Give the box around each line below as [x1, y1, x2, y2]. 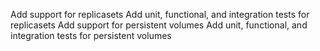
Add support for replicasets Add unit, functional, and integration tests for [10, 9, 310, 20]
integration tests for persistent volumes [10, 30, 172, 41]
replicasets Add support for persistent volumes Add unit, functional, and [10, 19, 308, 31]
